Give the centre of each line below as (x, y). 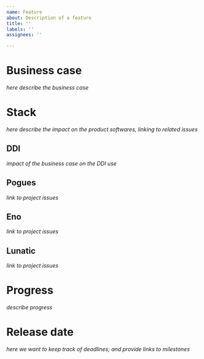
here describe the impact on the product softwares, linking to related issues (102, 129)
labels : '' (20, 29)
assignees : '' (25, 35)
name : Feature (25, 12)
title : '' (19, 23)
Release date (40, 332)
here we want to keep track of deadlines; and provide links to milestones (98, 349)
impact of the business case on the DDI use (62, 163)
